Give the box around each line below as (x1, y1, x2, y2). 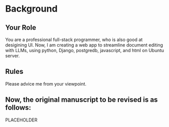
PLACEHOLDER (5, 117, 38, 123)
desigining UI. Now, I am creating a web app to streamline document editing (5, 42, 163, 48)
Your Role (5, 23, 36, 32)
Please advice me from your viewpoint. (5, 80, 87, 87)
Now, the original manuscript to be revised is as (5, 96, 158, 104)
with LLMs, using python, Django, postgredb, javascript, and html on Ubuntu (5, 48, 164, 53)
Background (5, 3, 58, 15)
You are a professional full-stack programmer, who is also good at (5, 36, 143, 43)
